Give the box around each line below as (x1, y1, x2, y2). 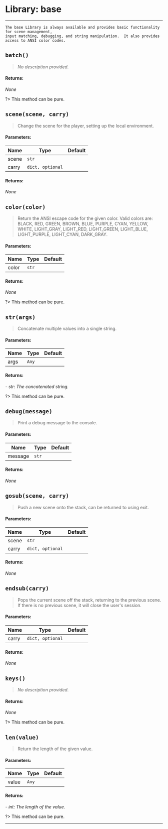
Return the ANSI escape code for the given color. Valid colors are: (17, 215, 153, 221)
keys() (5, 674, 26, 682)
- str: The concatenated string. (5, 383, 69, 390)
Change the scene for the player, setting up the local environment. (17, 123, 154, 129)
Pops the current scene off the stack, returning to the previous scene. (17, 597, 161, 603)
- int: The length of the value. (5, 803, 65, 809)
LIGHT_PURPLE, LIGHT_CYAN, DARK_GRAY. (17, 231, 108, 237)
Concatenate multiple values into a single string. (17, 325, 116, 332)
